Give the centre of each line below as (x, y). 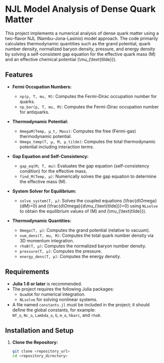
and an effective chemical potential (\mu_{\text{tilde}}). (61, 59)
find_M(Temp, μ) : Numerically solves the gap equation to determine (88, 176)
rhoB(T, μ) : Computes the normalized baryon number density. (83, 246)
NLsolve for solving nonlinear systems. (58, 299)
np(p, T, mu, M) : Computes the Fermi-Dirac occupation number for (88, 96)
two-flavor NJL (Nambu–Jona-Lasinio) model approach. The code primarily (82, 38)
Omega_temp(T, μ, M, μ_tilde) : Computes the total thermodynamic (88, 141)
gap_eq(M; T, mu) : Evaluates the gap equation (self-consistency (84, 165)
